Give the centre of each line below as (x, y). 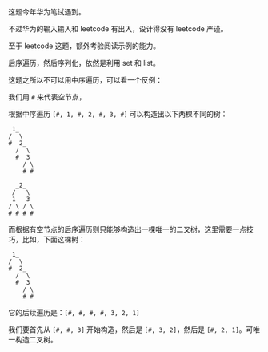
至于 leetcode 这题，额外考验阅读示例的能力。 (84, 46)
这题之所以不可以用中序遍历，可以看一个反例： (85, 80)
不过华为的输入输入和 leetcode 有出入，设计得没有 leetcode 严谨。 (118, 29)
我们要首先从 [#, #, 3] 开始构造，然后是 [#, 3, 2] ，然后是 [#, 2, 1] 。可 (131, 330)
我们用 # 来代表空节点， (47, 97)
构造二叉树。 (36, 340)
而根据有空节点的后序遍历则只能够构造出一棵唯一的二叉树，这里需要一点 (127, 229)
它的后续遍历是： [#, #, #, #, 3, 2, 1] (74, 312)
